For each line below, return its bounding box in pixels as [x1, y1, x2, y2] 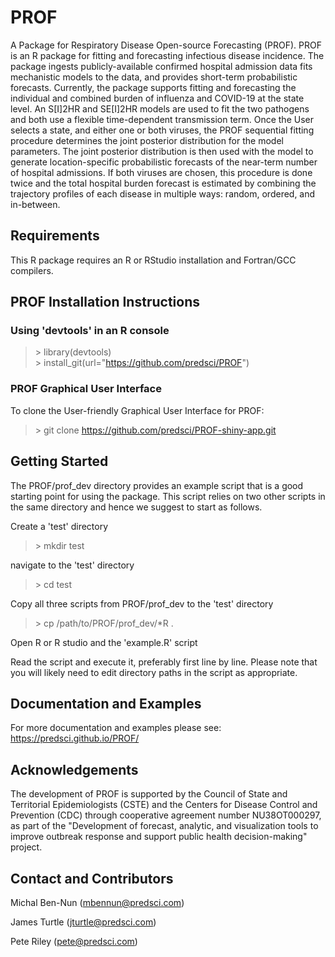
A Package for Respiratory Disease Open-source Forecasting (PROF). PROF [10, 39, 322, 51]
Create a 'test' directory [10, 520, 109, 532]
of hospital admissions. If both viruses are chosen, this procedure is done [10, 166, 313, 178]
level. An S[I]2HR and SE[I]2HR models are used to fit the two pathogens [10, 102, 310, 115]
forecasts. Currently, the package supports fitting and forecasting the [10, 81, 297, 93]
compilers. [10, 264, 54, 276]
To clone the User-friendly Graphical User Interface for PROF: [10, 404, 265, 416]
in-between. [10, 198, 61, 210]
